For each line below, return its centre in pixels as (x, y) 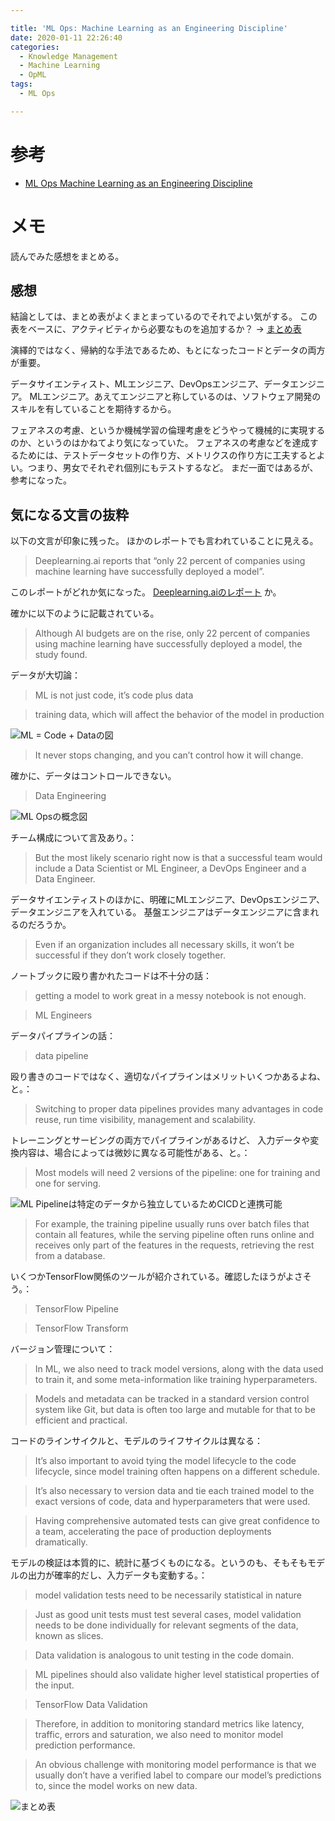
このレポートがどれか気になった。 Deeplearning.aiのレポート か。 (146, 592)
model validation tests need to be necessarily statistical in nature (168, 1595)
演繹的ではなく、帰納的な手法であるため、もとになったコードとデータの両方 (168, 350)
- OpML (33, 75)
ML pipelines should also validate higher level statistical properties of (177, 1675)
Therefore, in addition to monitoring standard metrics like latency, (169, 1724)
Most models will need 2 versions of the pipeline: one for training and (177, 1173)
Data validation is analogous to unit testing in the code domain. (164, 1655)
